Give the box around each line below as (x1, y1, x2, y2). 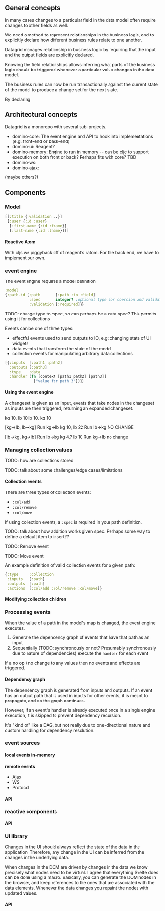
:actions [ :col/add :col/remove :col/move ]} (7, 586, 102, 591)
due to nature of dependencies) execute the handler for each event (12, 650, 149, 656)
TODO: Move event (5, 553, 44, 559)
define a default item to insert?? (5, 533, 69, 539)
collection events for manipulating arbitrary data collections (12, 350, 133, 356)
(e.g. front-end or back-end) (12, 138, 70, 144)
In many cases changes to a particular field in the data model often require (5, 17, 156, 23)
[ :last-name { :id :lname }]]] (9, 228, 69, 233)
